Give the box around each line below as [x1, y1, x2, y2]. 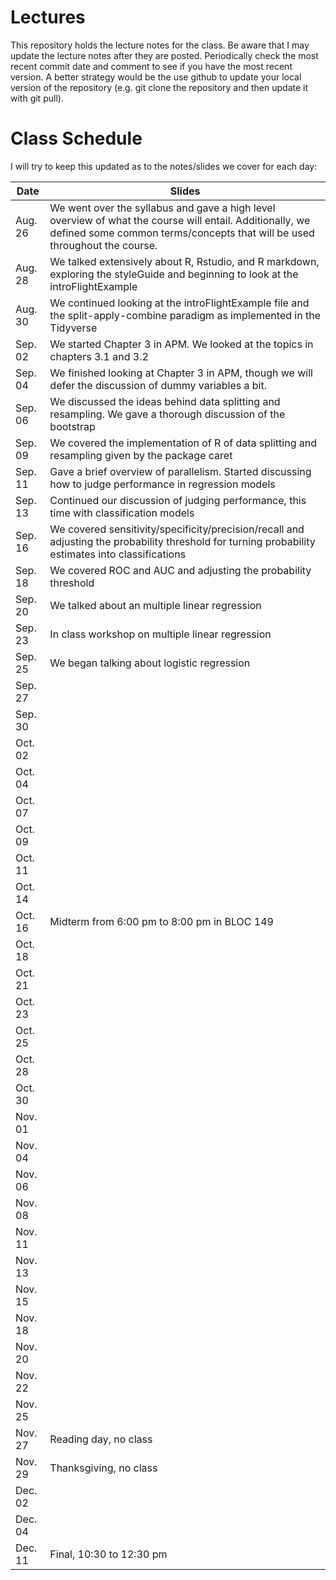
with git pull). [10, 92, 64, 104]
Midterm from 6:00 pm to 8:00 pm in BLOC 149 [49, 914, 274, 928]
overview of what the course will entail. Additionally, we [49, 213, 311, 227]
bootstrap [49, 419, 96, 433]
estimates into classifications [49, 547, 187, 561]
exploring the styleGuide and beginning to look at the [49, 267, 299, 281]
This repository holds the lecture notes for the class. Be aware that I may [10, 39, 310, 51]
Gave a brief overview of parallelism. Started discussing [49, 464, 312, 478]
